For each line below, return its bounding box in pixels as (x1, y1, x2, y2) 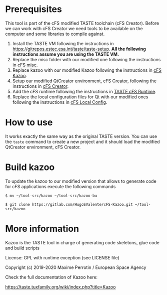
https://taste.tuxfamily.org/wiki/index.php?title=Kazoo (5, 283, 116, 289)
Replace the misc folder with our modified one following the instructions (12, 56, 161, 62)
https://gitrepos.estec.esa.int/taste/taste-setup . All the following (12, 46, 146, 52)
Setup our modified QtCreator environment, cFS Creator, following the (12, 78, 156, 84)
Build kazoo (5, 162, 55, 173)
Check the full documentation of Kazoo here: (5, 274, 98, 280)
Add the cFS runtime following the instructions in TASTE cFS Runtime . (12, 88, 156, 94)
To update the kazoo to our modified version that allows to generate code (5, 178, 156, 184)
